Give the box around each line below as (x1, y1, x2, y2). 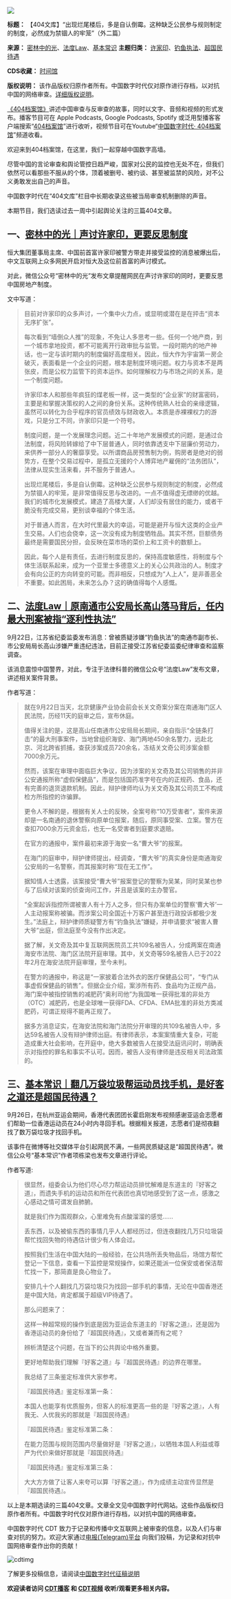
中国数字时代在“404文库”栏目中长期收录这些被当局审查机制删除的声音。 (7, 192, 211, 200)
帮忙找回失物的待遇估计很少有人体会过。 (23, 1236, 139, 1244)
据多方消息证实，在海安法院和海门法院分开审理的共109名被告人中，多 (23, 1021, 221, 1030)
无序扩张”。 (23, 318, 57, 326)
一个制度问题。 (23, 376, 67, 384)
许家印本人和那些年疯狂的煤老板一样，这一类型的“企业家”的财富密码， (23, 390, 223, 399)
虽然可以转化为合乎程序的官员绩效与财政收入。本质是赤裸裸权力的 (23, 408, 211, 416)
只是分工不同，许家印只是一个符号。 (36, 416, 139, 424)
